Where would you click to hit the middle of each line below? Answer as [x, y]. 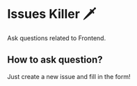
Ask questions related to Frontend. [57, 38]
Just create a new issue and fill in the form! [69, 76]
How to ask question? [55, 60]
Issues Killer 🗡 [52, 14]
